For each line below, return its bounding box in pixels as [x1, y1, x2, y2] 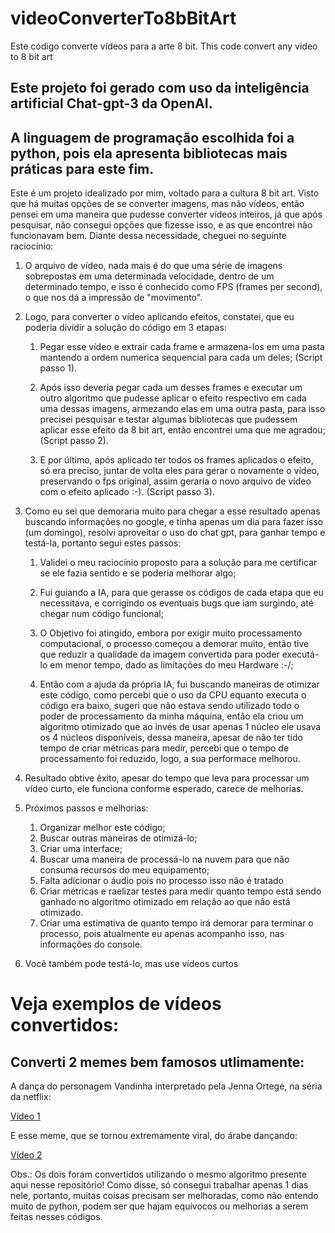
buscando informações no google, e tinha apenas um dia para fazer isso [24, 516, 324, 528]
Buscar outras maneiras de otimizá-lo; [39, 832, 198, 844]
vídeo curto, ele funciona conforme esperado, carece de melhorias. [24, 783, 304, 795]
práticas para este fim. [10, 160, 155, 177]
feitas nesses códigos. [10, 1211, 103, 1223]
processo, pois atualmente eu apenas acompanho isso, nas [39, 928, 285, 940]
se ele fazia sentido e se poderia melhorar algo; [39, 567, 237, 579]
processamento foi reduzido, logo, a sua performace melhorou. [39, 753, 301, 765]
